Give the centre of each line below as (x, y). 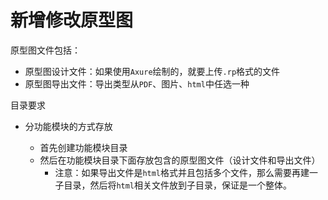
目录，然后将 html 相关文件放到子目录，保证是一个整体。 (178, 185)
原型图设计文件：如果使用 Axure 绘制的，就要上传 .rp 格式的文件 (152, 71)
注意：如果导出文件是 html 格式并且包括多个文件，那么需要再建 (182, 172)
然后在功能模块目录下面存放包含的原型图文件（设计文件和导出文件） (180, 160)
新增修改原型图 (72, 20)
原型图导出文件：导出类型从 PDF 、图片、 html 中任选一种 (137, 83)
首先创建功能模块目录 (83, 147)
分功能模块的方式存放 (68, 126)
